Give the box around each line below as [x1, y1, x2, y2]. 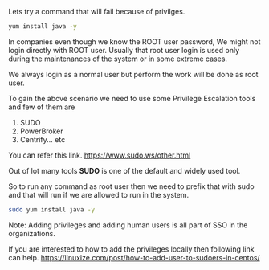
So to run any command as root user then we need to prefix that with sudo [8, 181, 255, 191]
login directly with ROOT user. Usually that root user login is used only [8, 45, 240, 55]
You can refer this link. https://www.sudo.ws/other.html [8, 150, 191, 160]
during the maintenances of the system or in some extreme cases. [8, 54, 227, 63]
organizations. [8, 228, 56, 238]
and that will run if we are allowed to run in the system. [8, 190, 190, 199]
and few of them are [8, 102, 75, 112]
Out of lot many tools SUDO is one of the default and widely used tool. [8, 166, 241, 175]
